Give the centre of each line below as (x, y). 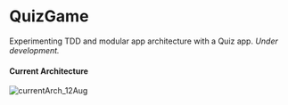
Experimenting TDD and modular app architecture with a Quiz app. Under (144, 41)
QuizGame (49, 16)
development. (34, 50)
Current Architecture (49, 71)
